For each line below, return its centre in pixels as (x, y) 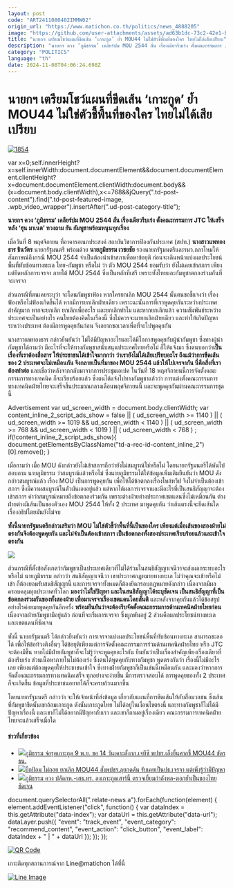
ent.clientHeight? (32, 177)
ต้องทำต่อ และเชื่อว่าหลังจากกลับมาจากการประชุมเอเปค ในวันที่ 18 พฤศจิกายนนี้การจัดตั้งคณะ (112, 370)
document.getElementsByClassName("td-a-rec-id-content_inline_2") (106, 444)
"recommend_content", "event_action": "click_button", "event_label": (105, 829)
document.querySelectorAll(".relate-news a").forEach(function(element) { (112, 799)
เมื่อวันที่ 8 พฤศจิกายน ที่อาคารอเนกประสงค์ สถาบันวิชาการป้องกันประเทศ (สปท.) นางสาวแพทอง (116, 241)
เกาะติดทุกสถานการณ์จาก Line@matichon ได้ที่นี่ (66, 863)
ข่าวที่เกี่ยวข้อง (24, 737)
